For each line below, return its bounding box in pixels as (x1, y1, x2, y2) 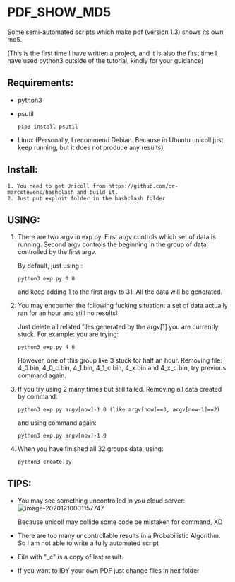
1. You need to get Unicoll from (7, 182, 106, 190)
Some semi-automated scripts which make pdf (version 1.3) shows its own (7, 28, 224, 36)
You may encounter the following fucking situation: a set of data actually (17, 302, 228, 310)
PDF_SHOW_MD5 (7, 4, 112, 21)
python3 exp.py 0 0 (17, 275, 76, 283)
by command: (17, 392, 58, 401)
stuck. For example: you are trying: (17, 330, 119, 338)
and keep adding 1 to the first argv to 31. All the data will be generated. (17, 287, 223, 296)
